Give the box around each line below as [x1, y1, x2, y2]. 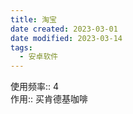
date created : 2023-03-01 [10, 24, 118, 34]
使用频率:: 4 [10, 81, 60, 93]
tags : [10, 42, 33, 53]
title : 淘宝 [10, 14, 57, 25]
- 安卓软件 [19, 52, 59, 62]
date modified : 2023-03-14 [10, 33, 123, 43]
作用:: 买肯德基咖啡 [10, 93, 89, 105]
